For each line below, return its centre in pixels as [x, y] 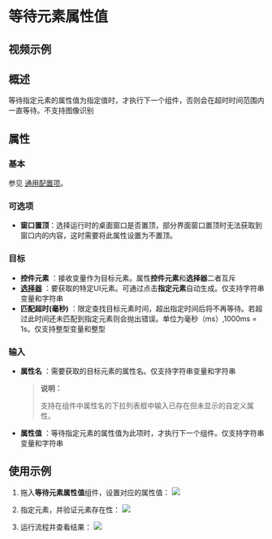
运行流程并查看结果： [56, 527]
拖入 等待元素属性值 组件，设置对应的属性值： [95, 492]
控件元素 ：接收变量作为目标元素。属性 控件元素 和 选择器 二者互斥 [128, 278]
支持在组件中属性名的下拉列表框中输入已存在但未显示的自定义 [144, 405]
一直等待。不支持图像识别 [51, 111]
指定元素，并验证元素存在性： [70, 510]
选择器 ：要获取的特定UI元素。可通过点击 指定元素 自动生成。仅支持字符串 [142, 288]
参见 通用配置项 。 [38, 183]
